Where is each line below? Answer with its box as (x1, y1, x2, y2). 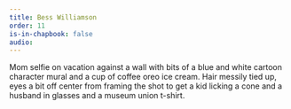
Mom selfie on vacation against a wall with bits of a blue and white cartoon (9, 62, 282, 73)
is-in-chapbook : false (9, 29, 93, 38)
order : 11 (9, 21, 46, 30)
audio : (9, 37, 34, 47)
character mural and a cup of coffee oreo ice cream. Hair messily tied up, (9, 72, 277, 82)
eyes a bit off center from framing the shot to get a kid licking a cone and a (9, 81, 282, 91)
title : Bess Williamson (9, 12, 98, 22)
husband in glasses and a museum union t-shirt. (9, 90, 185, 101)
